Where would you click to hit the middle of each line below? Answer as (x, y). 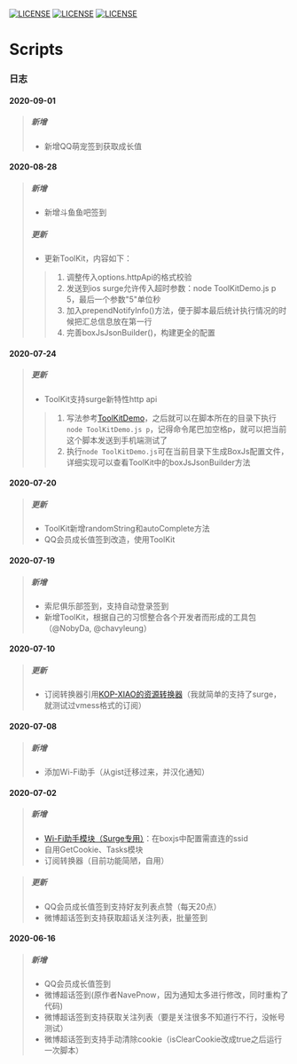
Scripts (36, 50)
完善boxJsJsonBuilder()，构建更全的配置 (141, 333)
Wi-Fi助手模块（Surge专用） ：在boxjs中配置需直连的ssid (146, 838)
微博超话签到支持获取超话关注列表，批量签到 (126, 918)
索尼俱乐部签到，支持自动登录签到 (106, 606)
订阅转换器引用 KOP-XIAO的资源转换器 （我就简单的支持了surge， (163, 694)
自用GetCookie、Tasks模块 (94, 849)
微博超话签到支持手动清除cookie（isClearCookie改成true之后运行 (163, 1039)
